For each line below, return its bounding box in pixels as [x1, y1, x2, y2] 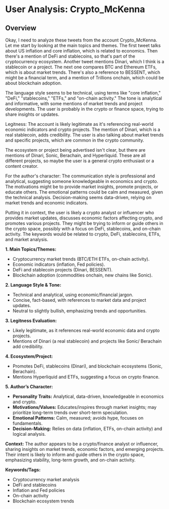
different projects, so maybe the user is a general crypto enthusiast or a [5, 158, 154, 164]
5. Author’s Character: [5, 384, 53, 390]
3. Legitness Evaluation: [5, 317, 57, 323]
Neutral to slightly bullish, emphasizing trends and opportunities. [12, 308, 147, 314]
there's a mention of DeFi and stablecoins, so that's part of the [5, 53, 135, 59]
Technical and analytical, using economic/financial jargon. [12, 292, 134, 298]
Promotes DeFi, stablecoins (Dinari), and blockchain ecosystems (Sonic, [12, 363, 163, 369]
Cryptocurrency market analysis [12, 477, 80, 482]
